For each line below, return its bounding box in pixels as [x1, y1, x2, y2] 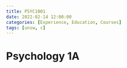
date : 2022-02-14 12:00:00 [6, 14, 72, 20]
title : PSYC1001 [6, 8, 46, 15]
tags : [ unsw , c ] [6, 24, 46, 31]
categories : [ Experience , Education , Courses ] [6, 19, 122, 25]
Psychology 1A [6, 50, 80, 63]
